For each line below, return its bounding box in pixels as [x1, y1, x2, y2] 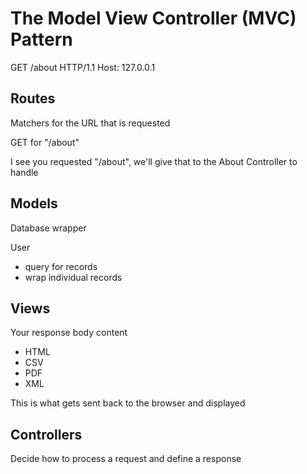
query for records [24, 260, 98, 272]
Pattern [10, 28, 73, 51]
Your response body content [10, 327, 128, 339]
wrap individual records [24, 271, 123, 283]
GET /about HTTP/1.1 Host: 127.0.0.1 [10, 61, 156, 73]
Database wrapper [10, 222, 87, 234]
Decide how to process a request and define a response [10, 453, 242, 465]
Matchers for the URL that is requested [10, 117, 171, 129]
